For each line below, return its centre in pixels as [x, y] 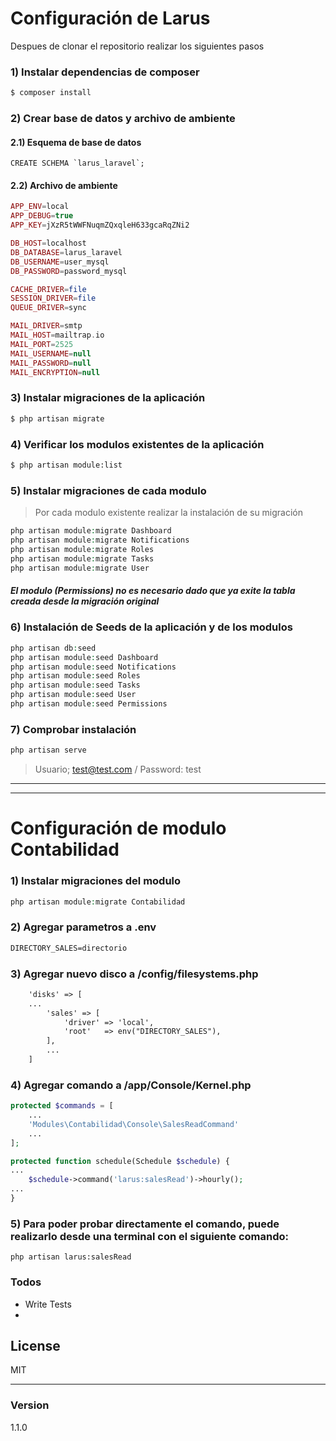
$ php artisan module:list [66, 465]
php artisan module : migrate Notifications [100, 540]
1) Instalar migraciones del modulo [96, 881]
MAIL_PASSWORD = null [51, 363]
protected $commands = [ [62, 1106]
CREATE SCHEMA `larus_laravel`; [77, 163]
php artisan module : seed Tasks [75, 685]
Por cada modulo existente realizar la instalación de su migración [169, 513]
